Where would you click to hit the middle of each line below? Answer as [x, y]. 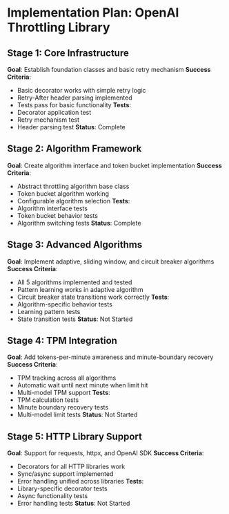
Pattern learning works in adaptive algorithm [80, 289]
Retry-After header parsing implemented [74, 98]
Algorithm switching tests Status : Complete [79, 223]
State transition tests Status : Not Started [75, 319]
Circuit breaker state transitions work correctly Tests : [93, 297]
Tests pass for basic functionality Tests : [74, 105]
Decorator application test [54, 112]
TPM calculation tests [48, 400]
